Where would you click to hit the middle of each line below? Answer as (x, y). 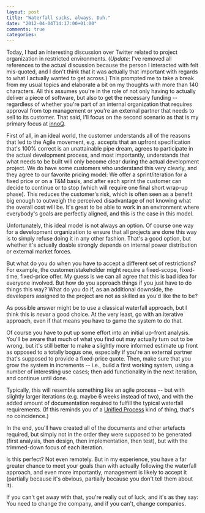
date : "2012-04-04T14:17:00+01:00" (52, 23)
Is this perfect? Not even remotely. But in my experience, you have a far (96, 459)
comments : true (26, 29)
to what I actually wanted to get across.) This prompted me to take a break (100, 78)
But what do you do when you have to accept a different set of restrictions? (101, 263)
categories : (21, 35)
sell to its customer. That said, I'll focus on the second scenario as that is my (102, 118)
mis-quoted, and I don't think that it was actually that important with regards (102, 72)
